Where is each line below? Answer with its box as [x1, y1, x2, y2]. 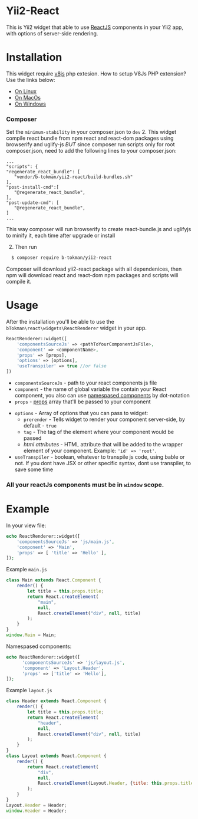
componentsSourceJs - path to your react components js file [14, 379, 157, 387]
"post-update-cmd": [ [6, 200, 60, 206]
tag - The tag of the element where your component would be [23, 429, 174, 436]
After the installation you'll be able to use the [6, 318, 115, 325]
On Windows [14, 100, 46, 107]
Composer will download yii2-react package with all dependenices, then [6, 265, 182, 272]
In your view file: [6, 522, 47, 529]
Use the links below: [6, 76, 55, 83]
